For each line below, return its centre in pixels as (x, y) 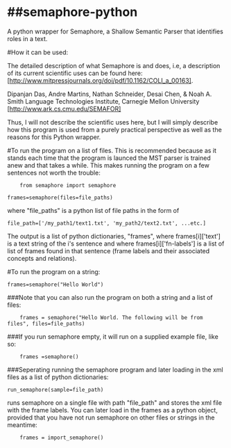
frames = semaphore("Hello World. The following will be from (111, 317)
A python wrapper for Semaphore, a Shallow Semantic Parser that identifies (115, 31)
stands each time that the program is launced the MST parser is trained (109, 158)
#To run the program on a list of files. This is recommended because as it (112, 150)
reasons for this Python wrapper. (54, 137)
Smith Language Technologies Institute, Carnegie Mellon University (103, 101)
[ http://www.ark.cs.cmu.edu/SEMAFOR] (64, 109)
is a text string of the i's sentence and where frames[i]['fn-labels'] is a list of (116, 243)
